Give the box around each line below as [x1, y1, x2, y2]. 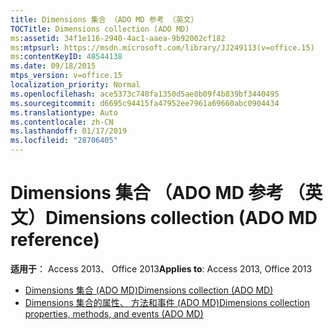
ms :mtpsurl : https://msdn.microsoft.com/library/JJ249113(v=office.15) [10, 42, 315, 53]
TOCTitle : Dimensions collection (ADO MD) [10, 24, 190, 34]
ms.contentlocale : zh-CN [10, 117, 114, 127]
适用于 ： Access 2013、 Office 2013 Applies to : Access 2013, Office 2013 [10, 262, 313, 275]
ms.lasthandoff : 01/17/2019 [10, 126, 128, 136]
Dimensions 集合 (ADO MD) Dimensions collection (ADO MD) [24, 284, 274, 296]
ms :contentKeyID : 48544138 [10, 52, 123, 62]
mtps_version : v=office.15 [10, 71, 123, 81]
